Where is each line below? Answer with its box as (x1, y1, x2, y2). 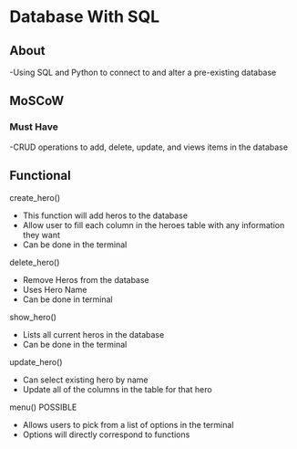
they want (22, 229, 61, 240)
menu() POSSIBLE (9, 402, 77, 412)
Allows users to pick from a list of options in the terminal (22, 419, 234, 430)
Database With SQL (9, 6, 160, 27)
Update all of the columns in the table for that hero (22, 383, 212, 394)
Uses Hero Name (22, 284, 87, 295)
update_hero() (9, 356, 63, 367)
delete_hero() (9, 256, 60, 267)
